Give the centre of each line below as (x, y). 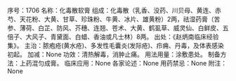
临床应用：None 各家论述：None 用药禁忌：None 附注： (145, 63)
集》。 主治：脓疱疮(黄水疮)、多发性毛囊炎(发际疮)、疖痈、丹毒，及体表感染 (116, 45)
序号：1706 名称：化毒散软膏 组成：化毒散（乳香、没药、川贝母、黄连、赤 (114, 10)
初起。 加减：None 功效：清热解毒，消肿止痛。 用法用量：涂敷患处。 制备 (114, 54)
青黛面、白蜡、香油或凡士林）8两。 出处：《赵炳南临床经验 (135, 37)
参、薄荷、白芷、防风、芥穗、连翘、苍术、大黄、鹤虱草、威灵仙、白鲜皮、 (115, 28)
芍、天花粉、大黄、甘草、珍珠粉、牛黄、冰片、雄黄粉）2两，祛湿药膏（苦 (114, 19)
